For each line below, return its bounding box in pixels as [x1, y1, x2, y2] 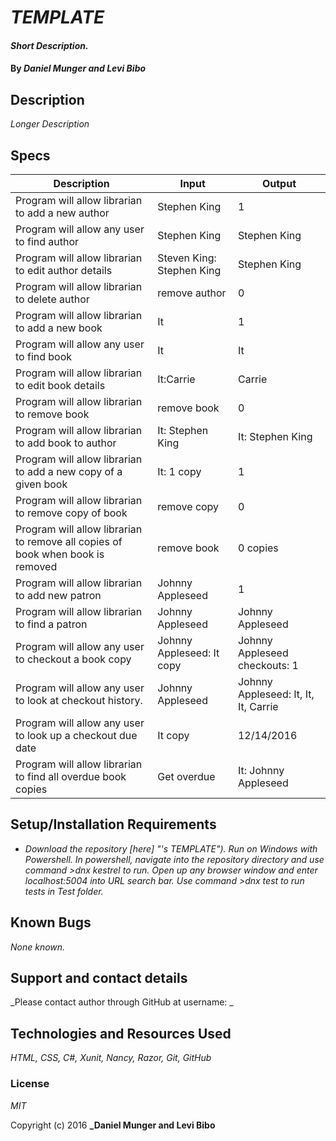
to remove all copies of [15, 535, 123, 548]
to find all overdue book [15, 770, 127, 783]
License [10, 1077, 50, 1091]
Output [261, 177, 297, 190]
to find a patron [15, 617, 88, 631]
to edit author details [15, 264, 113, 277]
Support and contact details [10, 970, 188, 987]
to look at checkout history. [15, 694, 143, 707]
